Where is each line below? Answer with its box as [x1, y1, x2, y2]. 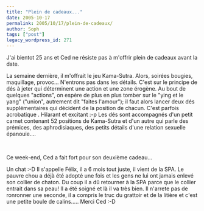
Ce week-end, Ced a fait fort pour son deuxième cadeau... [6, 154, 153, 161]
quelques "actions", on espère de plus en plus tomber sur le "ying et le [6, 92, 184, 99]
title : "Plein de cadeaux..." [6, 9, 83, 15]
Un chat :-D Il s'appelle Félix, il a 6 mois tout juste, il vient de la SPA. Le [6, 165, 184, 173]
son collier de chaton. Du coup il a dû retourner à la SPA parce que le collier [6, 179, 196, 185]
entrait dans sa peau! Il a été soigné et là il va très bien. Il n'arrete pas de [6, 185, 188, 192]
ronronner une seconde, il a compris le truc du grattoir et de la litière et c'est [6, 192, 198, 198]
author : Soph [6, 26, 40, 32]
